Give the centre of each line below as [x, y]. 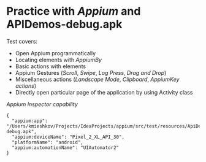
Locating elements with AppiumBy [59, 60]
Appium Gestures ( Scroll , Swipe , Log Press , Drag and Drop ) [91, 72]
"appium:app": [30, 121]
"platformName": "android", [48, 142]
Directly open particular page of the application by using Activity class [104, 92]
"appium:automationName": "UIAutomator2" [66, 148]
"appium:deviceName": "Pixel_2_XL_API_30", [68, 137]
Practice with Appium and [74, 11]
